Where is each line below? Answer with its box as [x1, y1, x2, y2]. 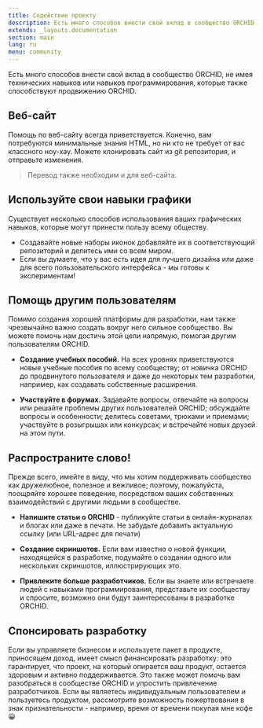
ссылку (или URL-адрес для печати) [19, 529, 141, 539]
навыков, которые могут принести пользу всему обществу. [8, 222, 209, 232]
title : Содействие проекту [8, 11, 97, 20]
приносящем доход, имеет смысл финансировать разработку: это [8, 653, 232, 663]
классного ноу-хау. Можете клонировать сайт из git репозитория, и [8, 146, 236, 156]
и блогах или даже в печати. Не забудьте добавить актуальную [19, 520, 233, 531]
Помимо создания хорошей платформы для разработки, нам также [8, 314, 236, 324]
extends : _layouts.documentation [8, 26, 118, 34]
